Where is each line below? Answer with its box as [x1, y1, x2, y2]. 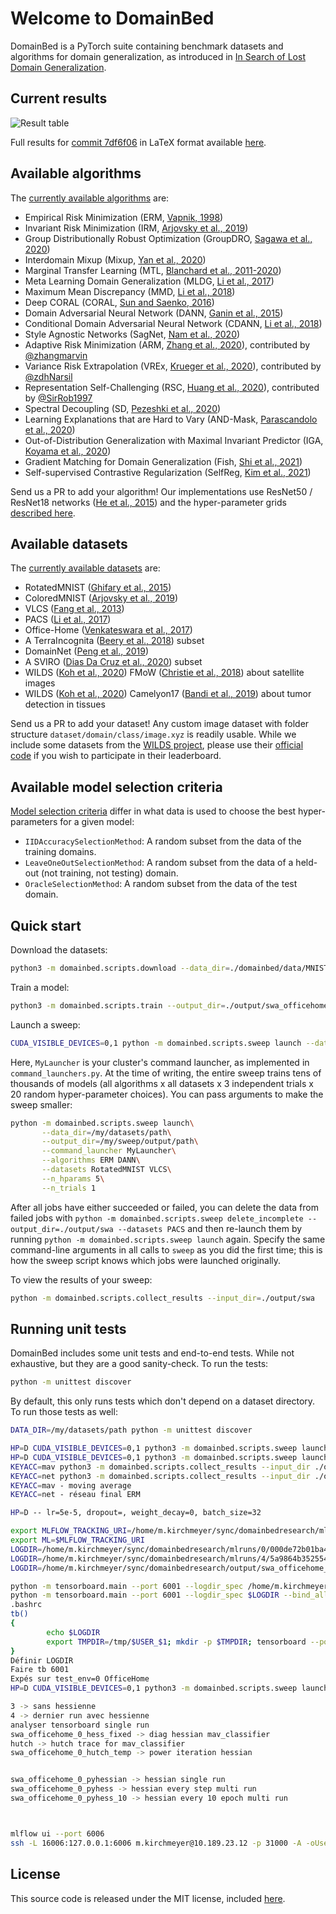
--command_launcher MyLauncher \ [41, 1146, 177, 1156]
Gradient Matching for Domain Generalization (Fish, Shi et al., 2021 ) [24, 455, 303, 467]
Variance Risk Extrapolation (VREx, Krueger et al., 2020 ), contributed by [24, 360, 322, 372]
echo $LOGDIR [46, 1627, 101, 1637]
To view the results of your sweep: [10, 1273, 153, 1286]
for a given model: [59, 816, 135, 828]
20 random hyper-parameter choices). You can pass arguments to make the [10, 1088, 324, 1100]
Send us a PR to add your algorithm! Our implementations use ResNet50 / [10, 485, 313, 497]
